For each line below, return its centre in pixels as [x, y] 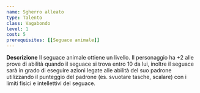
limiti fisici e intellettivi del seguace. [51, 83]
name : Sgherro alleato [35, 12]
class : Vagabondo [28, 23]
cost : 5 [16, 35]
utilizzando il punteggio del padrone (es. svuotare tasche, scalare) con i [96, 77]
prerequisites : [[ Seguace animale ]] [53, 40]
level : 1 [17, 29]
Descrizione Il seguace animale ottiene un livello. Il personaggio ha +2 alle [100, 57]
